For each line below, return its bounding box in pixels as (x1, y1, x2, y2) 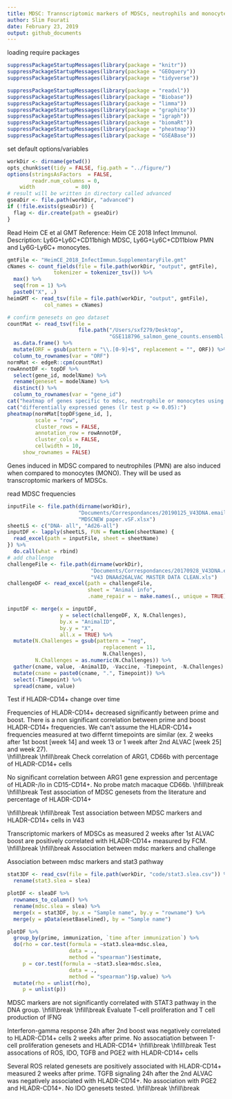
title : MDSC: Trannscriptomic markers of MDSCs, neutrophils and (7, 10, 199, 17)
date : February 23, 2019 (7, 23, 79, 30)
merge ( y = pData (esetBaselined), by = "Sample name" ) (13, 916, 171, 923)
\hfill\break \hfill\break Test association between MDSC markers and (7, 809, 202, 817)
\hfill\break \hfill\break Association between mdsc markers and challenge (7, 844, 216, 853)
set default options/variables (7, 145, 88, 153)
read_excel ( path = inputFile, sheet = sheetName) (13, 535, 159, 542)
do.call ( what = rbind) (13, 548, 79, 555)
